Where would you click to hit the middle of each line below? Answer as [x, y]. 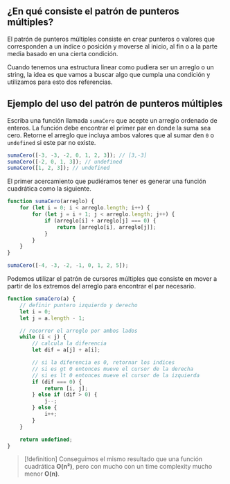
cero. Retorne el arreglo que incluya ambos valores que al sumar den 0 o [111, 135]
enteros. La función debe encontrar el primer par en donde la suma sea [109, 128]
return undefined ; [46, 440]
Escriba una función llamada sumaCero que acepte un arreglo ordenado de [112, 120]
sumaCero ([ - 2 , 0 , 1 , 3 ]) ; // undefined [65, 162]
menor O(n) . [42, 474]
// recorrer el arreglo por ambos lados [79, 331]
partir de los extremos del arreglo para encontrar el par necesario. [101, 286]
